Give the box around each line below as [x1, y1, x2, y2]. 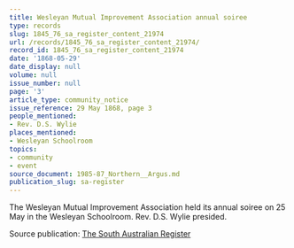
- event [9, 161, 38, 170]
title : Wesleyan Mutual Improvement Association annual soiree [9, 12, 248, 22]
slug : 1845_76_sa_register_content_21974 [9, 29, 165, 38]
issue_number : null [9, 79, 81, 88]
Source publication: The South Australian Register [9, 229, 191, 239]
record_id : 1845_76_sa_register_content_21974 [9, 46, 184, 55]
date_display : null [9, 63, 81, 72]
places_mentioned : [9, 128, 77, 137]
